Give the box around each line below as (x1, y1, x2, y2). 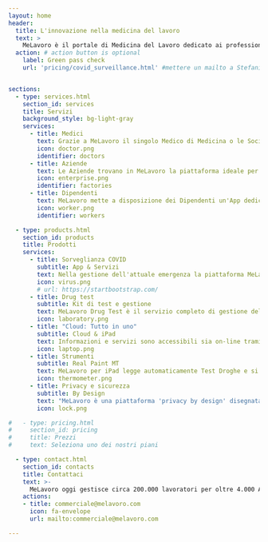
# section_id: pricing (8, 426, 98, 434)
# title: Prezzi (8, 433, 77, 442)
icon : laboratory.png (37, 315, 109, 324)
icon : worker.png (37, 204, 94, 212)
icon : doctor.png (37, 145, 94, 153)
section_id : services (22, 100, 94, 108)
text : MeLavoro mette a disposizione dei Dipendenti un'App (37, 197, 241, 205)
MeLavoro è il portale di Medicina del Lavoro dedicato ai (22, 42, 223, 50)
